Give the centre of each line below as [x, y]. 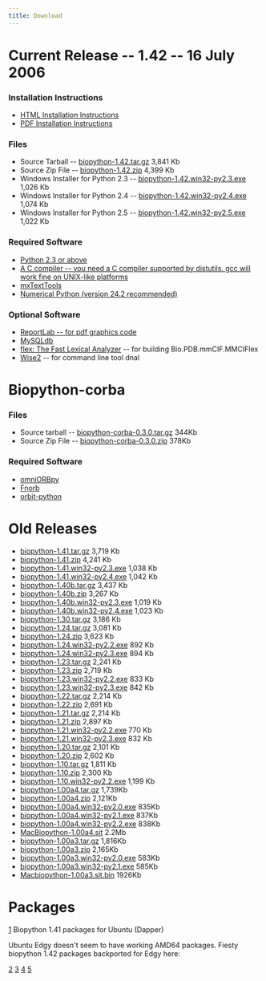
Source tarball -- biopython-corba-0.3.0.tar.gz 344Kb [109, 432]
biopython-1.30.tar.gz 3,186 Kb [71, 619]
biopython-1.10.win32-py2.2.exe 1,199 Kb [87, 781]
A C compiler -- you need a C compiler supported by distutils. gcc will [135, 268]
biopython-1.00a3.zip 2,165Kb [69, 849]
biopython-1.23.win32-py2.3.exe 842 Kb [87, 687]
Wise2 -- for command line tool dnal [80, 357]
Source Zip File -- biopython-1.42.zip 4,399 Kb [97, 170]
